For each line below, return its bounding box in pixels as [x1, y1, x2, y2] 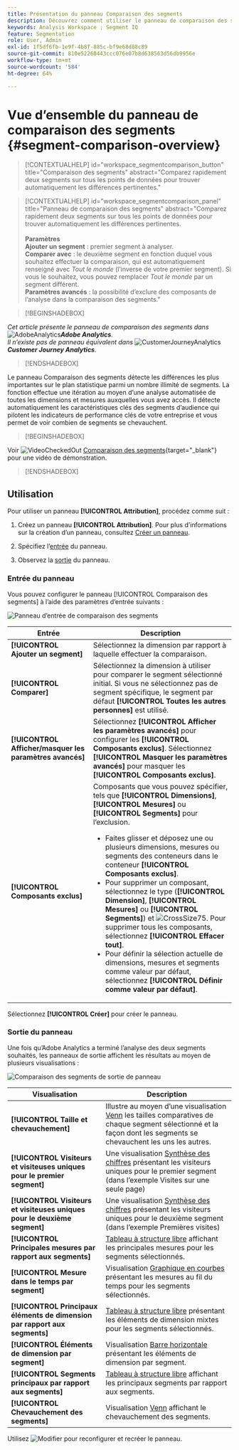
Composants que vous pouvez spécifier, [92, 781, 228, 791]
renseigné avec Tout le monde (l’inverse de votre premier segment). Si [24, 265, 231, 274]
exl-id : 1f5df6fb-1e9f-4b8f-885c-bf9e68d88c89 [7, 43, 148, 51]
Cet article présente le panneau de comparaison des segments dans [7, 323, 209, 332]
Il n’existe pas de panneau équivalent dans [7, 338, 134, 346]
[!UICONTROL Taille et [11, 1114, 88, 1124]
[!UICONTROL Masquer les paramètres [92, 752, 228, 762]
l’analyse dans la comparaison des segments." [24, 295, 161, 304]
